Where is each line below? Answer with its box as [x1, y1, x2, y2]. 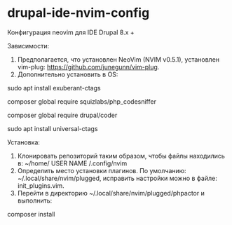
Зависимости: [7, 41, 50, 50]
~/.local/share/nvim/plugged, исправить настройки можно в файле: [17, 174, 217, 182]
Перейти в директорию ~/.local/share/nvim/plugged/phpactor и [17, 189, 205, 197]
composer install [7, 210, 55, 218]
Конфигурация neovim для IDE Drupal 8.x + [7, 28, 135, 36]
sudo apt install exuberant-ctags [7, 83, 101, 92]
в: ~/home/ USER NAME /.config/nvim [17, 159, 128, 168]
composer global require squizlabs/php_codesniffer [7, 97, 156, 106]
